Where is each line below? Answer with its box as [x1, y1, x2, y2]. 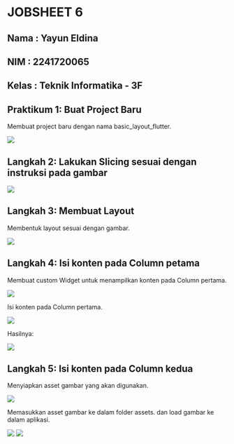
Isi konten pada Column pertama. [7, 302, 103, 311]
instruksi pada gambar [7, 166, 108, 179]
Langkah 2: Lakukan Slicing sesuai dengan [7, 156, 197, 168]
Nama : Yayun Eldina [7, 32, 98, 44]
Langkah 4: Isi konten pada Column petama [7, 257, 200, 269]
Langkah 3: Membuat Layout [7, 205, 135, 217]
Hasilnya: [7, 329, 34, 337]
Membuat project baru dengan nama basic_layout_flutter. [7, 122, 172, 130]
